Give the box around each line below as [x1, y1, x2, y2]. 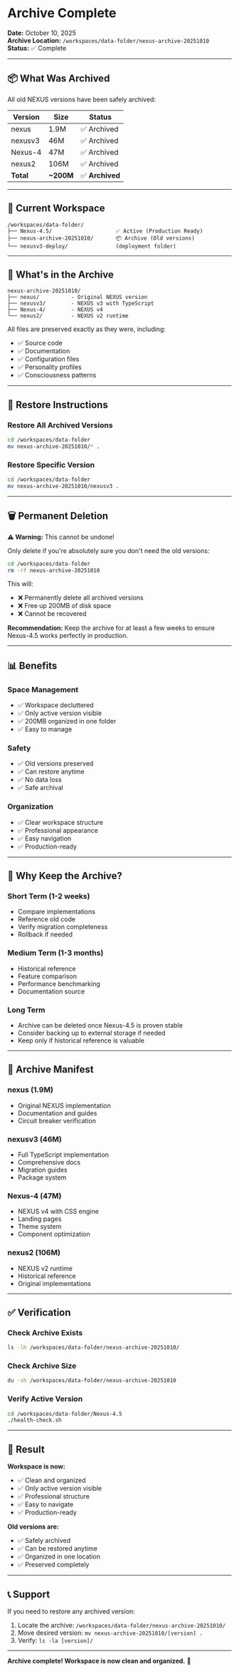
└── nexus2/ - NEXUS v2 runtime [7, 313, 129, 320]
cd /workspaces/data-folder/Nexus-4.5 [7, 1410, 122, 1417]
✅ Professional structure [17, 1492, 90, 1501]
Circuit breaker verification [17, 1116, 96, 1125]
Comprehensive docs [17, 1157, 80, 1166]
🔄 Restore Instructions [7, 398, 108, 411]
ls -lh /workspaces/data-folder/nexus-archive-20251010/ [7, 1344, 180, 1352]
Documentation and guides [17, 1108, 97, 1118]
